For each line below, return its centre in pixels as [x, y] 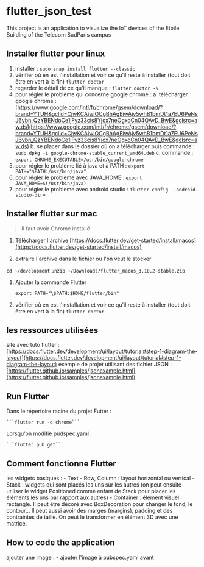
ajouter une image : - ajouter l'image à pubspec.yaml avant [80, 557]
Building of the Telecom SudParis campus [59, 34]
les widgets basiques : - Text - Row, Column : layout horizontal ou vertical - [100, 478]
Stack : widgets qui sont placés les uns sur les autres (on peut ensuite [94, 485]
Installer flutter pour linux [56, 54]
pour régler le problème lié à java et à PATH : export [80, 165]
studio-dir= [30, 195]
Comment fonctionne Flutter [62, 464]
